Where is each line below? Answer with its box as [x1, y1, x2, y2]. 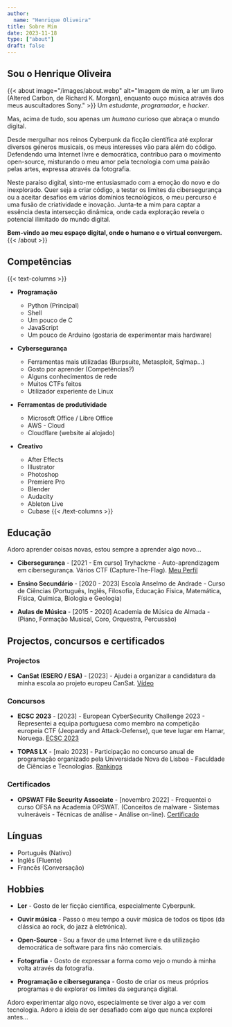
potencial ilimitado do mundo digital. [7, 215, 111, 223]
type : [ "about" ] [7, 36, 54, 43]
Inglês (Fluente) [17, 856, 62, 864]
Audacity [27, 492, 54, 500]
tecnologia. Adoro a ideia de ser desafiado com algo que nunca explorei [7, 1006, 213, 1014]
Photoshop [27, 470, 59, 478]
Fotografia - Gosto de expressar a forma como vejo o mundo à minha [17, 957, 216, 965]
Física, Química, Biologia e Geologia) [17, 594, 123, 603]
